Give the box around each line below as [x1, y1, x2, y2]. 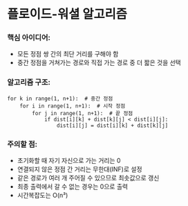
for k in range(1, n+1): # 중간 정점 [7, 95, 113, 102]
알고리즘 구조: [7, 78, 50, 87]
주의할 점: [7, 139, 38, 149]
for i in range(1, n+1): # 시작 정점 [19, 102, 126, 110]
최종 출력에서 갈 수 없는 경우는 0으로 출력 [17, 182, 129, 191]
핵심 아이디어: [7, 33, 50, 42]
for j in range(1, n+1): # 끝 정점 [32, 110, 133, 117]
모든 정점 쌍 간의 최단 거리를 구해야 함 [17, 50, 119, 58]
